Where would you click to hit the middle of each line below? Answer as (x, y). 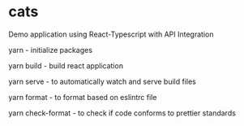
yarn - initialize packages (51, 50)
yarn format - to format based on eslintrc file (83, 97)
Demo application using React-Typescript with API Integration (111, 34)
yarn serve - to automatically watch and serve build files (102, 81)
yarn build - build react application (66, 65)
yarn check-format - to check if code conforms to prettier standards (122, 113)
